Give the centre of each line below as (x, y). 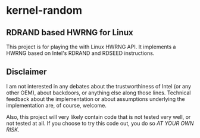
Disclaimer (26, 72)
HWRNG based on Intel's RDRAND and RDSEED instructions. (80, 53)
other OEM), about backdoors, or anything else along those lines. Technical (99, 93)
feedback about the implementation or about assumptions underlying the (96, 99)
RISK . (13, 130)
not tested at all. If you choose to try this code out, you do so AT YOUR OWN (100, 123)
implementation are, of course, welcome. (57, 105)
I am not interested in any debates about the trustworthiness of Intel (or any (99, 86)
